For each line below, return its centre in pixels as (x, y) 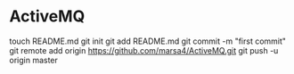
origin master (33, 60)
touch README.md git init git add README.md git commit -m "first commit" (148, 41)
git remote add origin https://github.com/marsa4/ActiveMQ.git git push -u (144, 50)
